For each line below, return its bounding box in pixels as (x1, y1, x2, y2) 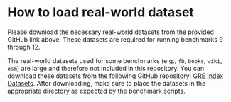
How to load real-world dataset (7, 4, 194, 21)
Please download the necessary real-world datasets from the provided (7, 28, 215, 36)
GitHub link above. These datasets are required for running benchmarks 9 (7, 35, 224, 43)
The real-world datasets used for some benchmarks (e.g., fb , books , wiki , (7, 56, 222, 64)
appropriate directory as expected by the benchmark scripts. (7, 86, 186, 95)
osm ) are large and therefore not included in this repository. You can (7, 64, 205, 72)
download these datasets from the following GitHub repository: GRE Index (7, 72, 224, 80)
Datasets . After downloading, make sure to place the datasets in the (7, 79, 206, 87)
